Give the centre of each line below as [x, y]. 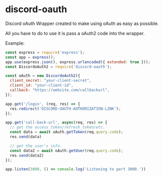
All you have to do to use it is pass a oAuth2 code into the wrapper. [75, 33]
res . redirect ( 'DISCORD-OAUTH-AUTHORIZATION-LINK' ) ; [66, 109]
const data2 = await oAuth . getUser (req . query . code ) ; [67, 151]
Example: [15, 43]
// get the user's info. [36, 146]
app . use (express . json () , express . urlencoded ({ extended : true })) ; [78, 62]
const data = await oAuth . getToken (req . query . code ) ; [67, 132]
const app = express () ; [30, 57]
